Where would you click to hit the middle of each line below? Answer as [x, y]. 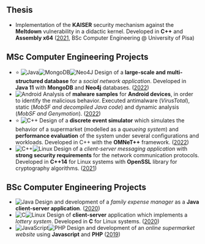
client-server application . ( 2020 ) [58, 209]
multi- [175, 72]
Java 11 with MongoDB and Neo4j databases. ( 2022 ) [82, 87]
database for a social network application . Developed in [115, 81]
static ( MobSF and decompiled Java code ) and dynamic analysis [97, 107]
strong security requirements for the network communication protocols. [107, 155]
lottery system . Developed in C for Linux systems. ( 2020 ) [87, 221]
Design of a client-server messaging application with [121, 149]
